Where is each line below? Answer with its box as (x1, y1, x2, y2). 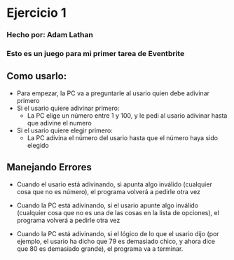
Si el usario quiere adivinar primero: (16, 104, 120, 112)
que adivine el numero (27, 118, 92, 127)
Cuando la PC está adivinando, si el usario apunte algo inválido (16, 201, 199, 210)
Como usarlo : (6, 70, 67, 82)
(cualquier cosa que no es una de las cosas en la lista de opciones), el (16, 208, 220, 217)
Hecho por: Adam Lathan (6, 30, 94, 40)
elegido (27, 141, 50, 149)
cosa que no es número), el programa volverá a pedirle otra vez (16, 187, 201, 196)
